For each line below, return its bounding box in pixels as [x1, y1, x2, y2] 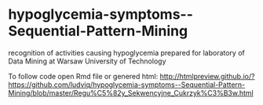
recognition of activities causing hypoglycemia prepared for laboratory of [8, 48, 245, 57]
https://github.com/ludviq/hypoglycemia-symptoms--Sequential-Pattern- [8, 80, 246, 89]
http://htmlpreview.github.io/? [159, 71, 255, 81]
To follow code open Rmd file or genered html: [8, 71, 159, 81]
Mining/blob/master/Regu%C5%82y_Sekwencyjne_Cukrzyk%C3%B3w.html [8, 88, 254, 97]
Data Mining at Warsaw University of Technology [8, 56, 166, 66]
